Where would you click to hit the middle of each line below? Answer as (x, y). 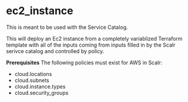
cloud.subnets (32, 80)
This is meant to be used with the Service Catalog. (67, 27)
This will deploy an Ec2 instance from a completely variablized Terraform (94, 38)
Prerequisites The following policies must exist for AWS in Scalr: (84, 62)
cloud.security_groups (41, 93)
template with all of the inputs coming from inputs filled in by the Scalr (91, 45)
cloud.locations (33, 74)
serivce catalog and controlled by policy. (55, 51)
